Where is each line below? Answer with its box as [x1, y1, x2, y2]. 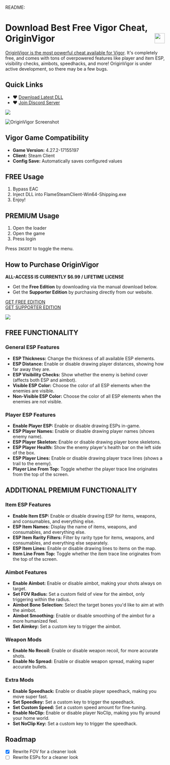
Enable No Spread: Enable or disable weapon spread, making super [12, 658, 154, 664]
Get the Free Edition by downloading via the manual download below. [12, 284, 158, 290]
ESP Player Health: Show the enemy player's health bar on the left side [12, 444, 161, 450]
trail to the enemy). [12, 460, 52, 466]
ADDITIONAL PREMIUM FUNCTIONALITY [5, 486, 138, 495]
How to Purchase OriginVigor [5, 260, 99, 269]
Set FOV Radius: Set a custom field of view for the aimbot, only [12, 591, 145, 597]
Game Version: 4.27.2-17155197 [12, 147, 79, 153]
